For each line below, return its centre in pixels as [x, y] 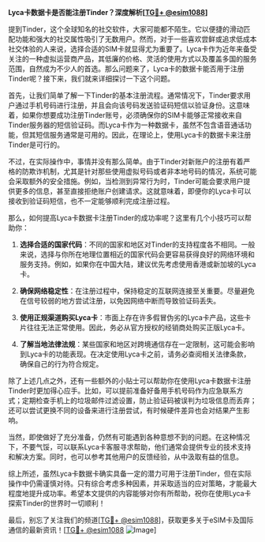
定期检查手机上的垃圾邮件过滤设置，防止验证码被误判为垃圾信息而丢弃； [139, 401]
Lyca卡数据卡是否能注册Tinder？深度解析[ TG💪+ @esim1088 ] [108, 12]
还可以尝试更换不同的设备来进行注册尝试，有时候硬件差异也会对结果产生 [125, 410]
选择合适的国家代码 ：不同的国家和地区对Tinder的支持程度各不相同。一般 [137, 245]
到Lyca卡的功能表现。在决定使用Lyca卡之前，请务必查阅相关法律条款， [135, 354]
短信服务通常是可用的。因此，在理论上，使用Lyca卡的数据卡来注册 [143, 135]
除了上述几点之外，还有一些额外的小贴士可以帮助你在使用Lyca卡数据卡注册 [130, 381]
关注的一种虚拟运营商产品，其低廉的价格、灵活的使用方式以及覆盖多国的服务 [132, 59]
